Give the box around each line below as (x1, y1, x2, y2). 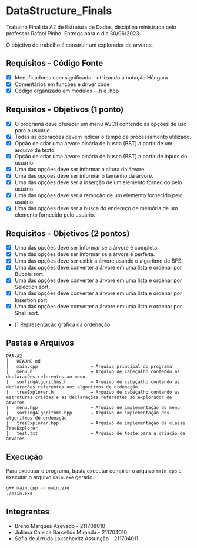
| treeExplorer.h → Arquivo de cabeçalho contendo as (6, 390, 181, 396)
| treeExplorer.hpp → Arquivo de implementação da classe (6, 420, 185, 426)
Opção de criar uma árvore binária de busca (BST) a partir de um (14, 140, 172, 147)
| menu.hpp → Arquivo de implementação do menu (6, 405, 181, 411)
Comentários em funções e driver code (14, 81, 110, 88)
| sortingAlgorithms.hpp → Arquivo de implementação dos (6, 410, 169, 416)
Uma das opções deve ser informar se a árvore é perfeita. (14, 251, 155, 258)
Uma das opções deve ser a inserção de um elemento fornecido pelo (14, 179, 182, 186)
